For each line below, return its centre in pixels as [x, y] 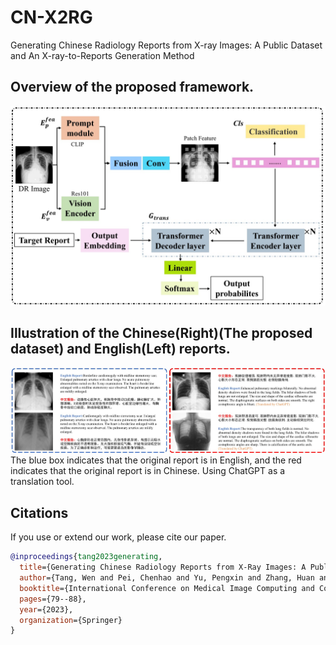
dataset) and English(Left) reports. [120, 349]
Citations [39, 512]
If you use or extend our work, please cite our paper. [118, 537]
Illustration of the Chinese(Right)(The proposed [161, 333]
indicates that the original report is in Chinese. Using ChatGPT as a [148, 471]
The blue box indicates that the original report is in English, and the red [156, 460]
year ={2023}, [46, 609]
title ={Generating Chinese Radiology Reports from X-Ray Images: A [163, 567]
